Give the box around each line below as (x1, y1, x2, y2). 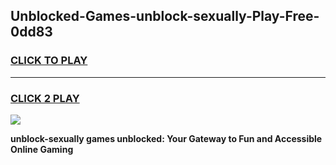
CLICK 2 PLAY (10, 91, 80, 105)
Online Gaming (10, 143, 74, 155)
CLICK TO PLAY (10, 54, 88, 68)
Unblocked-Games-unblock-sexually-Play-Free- (10, 8, 320, 25)
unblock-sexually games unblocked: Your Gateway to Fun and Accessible (10, 132, 323, 144)
